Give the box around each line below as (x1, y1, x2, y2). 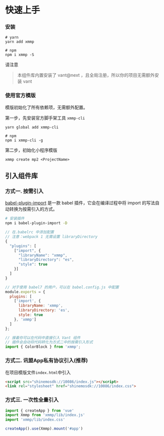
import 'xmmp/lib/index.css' (5, 417, 65, 422)
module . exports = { (5, 289, 46, 294)
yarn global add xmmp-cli (5, 125, 58, 129)
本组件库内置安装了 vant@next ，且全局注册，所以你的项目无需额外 (17, 72, 155, 78)
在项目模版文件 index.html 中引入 (5, 369, 71, 375)
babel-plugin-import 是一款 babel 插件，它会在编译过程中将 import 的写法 (5, 200, 155, 206)
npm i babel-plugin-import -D (5, 221, 68, 226)
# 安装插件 (5, 216, 25, 221)
